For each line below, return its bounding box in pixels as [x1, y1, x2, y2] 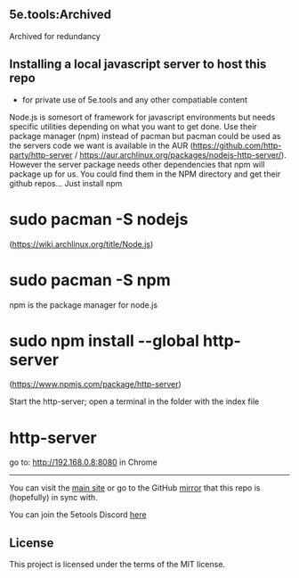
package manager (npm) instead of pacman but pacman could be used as [9, 130, 281, 141]
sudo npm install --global [9, 330, 200, 351]
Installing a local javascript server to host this [9, 57, 267, 72]
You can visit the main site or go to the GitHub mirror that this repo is [9, 483, 261, 493]
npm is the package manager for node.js [9, 299, 158, 310]
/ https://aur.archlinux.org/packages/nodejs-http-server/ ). [74, 149, 287, 160]
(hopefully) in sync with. [9, 492, 98, 503]
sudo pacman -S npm [9, 269, 171, 290]
